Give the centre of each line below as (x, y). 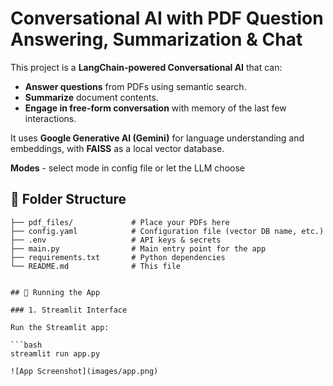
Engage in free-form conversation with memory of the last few (155, 108)
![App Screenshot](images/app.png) (84, 371)
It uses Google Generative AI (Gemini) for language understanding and (157, 138)
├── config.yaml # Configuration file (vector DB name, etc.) (167, 231)
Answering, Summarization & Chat (156, 39)
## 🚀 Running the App (55, 292)
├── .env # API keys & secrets (116, 240)
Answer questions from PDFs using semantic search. (135, 86)
